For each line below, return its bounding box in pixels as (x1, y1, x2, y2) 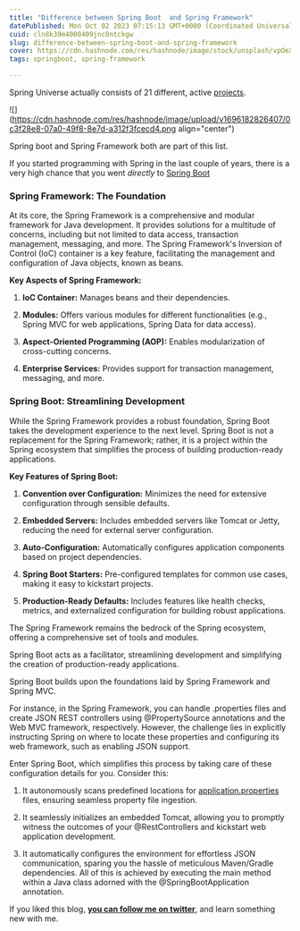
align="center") (178, 123, 235, 134)
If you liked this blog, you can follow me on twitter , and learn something (9, 903, 276, 914)
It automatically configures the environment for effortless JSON (21, 848, 256, 859)
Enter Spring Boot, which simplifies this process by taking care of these (9, 757, 272, 769)
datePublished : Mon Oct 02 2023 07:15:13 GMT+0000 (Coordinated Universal (9, 21, 294, 30)
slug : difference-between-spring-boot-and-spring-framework (9, 38, 238, 47)
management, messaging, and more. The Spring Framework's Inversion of (9, 239, 283, 250)
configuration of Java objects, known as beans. (9, 258, 185, 268)
